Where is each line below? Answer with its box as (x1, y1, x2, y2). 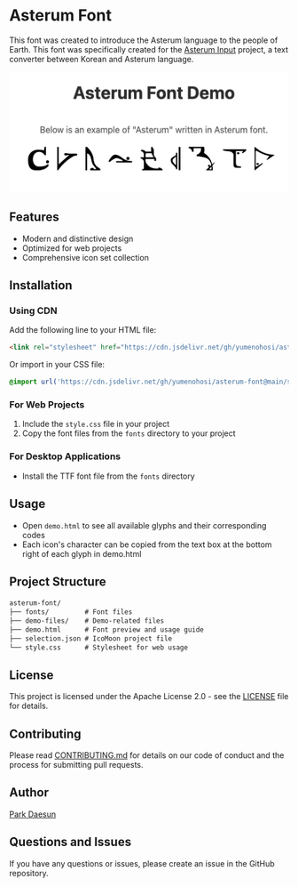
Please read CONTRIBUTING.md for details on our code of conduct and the (9, 750, 285, 761)
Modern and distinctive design (21, 233, 134, 244)
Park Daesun (9, 809, 56, 819)
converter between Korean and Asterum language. (9, 53, 194, 64)
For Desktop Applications (9, 450, 122, 463)
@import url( (9, 377, 58, 387)
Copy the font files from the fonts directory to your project (21, 428, 237, 439)
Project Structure (9, 574, 106, 589)
